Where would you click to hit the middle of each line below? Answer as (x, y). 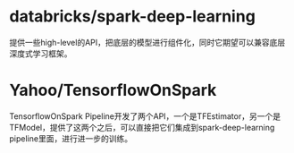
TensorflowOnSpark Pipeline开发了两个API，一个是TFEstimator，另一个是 (145, 116)
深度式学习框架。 (41, 53)
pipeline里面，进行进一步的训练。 (71, 138)
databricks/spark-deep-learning (133, 17)
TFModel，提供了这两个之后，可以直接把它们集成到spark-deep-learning (142, 127)
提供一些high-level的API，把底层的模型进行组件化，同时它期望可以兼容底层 (147, 42)
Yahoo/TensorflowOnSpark (113, 90)
